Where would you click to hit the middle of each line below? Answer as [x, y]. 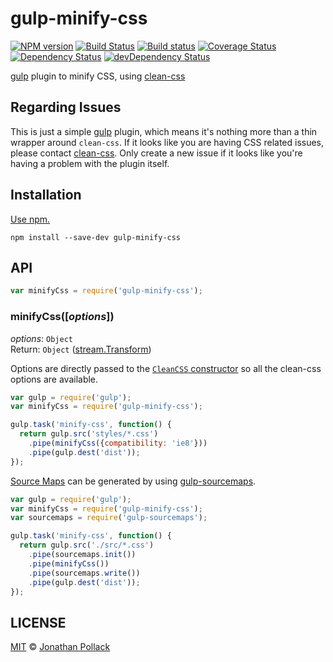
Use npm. [30, 219]
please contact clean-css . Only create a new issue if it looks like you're [156, 153]
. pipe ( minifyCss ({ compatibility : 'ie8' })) [118, 443]
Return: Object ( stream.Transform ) [81, 349]
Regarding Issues [66, 107]
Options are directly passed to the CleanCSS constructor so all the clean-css [166, 368]
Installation [46, 195]
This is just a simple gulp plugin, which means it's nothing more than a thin [164, 131]
